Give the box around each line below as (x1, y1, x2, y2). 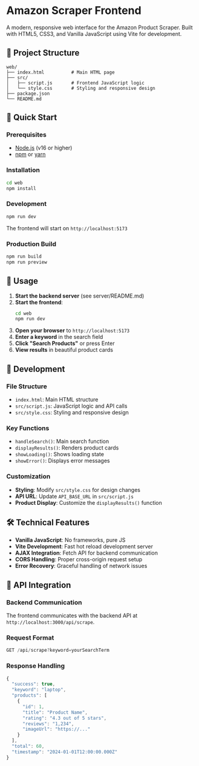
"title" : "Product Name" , (22, 709, 88, 716)
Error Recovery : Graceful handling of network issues (15, 563, 148, 570)
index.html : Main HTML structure (15, 395, 99, 403)
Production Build (6, 239, 56, 248)
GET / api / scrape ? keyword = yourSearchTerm (6, 648, 110, 654)
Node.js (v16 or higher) (15, 144, 73, 152)
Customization (6, 472, 51, 480)
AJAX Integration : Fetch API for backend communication (15, 549, 158, 556)
